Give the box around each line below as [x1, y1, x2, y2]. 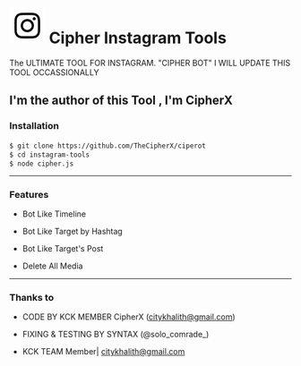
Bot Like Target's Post [21, 243, 104, 253]
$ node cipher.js [9, 159, 74, 168]
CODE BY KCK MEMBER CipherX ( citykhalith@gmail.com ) [21, 311, 236, 322]
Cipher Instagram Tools [48, 28, 227, 48]
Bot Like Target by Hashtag [21, 226, 123, 236]
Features [9, 188, 49, 200]
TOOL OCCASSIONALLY [9, 66, 99, 78]
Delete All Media [21, 260, 83, 271]
